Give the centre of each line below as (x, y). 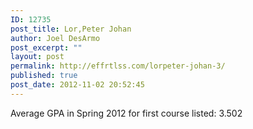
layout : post (37, 57)
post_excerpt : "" (46, 47)
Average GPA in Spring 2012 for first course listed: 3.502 (126, 113)
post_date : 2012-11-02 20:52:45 (77, 85)
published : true (44, 76)
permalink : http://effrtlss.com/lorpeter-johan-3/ (118, 66)
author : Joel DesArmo (55, 38)
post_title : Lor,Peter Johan (71, 29)
